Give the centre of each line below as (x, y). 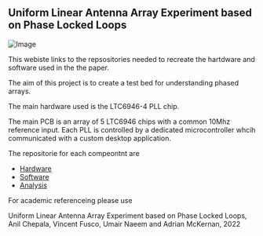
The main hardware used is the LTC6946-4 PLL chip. (94, 106)
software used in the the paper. (59, 67)
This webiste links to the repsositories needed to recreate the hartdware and (131, 59)
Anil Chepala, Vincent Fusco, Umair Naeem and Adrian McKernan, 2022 (124, 223)
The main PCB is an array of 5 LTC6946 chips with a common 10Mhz (119, 122)
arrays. (20, 91)
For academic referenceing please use (70, 200)
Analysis (33, 185)
